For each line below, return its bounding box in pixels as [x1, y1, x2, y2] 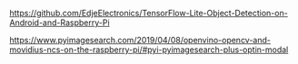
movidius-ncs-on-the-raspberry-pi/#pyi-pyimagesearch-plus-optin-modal [9, 44, 289, 55]
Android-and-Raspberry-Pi [9, 17, 111, 28]
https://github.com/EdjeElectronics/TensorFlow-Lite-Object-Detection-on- [9, 8, 288, 18]
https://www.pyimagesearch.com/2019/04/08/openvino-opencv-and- [9, 35, 271, 45]
